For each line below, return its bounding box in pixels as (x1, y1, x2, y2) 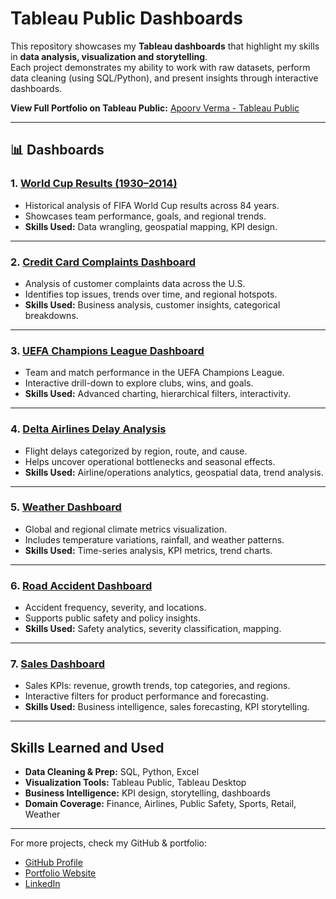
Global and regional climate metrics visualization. (24, 523, 228, 535)
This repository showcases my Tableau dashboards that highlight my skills (10, 40, 320, 52)
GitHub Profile (24, 857, 83, 869)
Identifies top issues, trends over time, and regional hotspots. (24, 288, 278, 300)
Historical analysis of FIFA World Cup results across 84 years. (24, 199, 280, 211)
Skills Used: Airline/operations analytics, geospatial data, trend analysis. (24, 466, 324, 478)
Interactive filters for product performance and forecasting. (24, 690, 269, 702)
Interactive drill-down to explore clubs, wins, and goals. (24, 377, 254, 389)
